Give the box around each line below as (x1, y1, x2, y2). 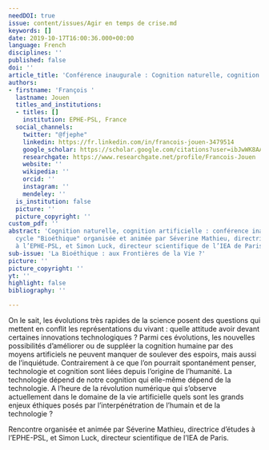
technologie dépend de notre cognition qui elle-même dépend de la (8, 375, 231, 384)
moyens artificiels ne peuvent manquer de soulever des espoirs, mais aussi (8, 349, 257, 359)
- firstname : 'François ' (8, 86, 94, 94)
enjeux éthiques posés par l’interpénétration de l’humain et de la (8, 400, 221, 410)
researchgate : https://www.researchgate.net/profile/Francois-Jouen (22, 153, 256, 161)
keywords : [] (8, 26, 52, 34)
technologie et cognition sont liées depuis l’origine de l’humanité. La (8, 367, 232, 376)
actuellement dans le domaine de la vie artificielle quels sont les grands (8, 392, 244, 401)
